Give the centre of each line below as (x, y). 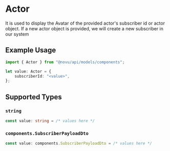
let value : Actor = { (28, 71)
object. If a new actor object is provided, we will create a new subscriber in (84, 28)
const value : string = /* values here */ (50, 121)
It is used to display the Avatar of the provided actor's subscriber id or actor (85, 23)
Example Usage (31, 50)
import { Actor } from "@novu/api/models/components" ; (65, 62)
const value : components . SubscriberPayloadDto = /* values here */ (79, 144)
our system (17, 34)
